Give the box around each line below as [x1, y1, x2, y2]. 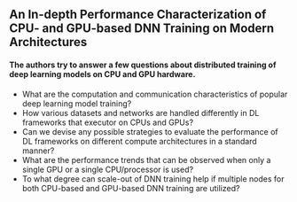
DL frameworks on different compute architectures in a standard [21, 136, 257, 146]
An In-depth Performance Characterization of [9, 7, 267, 22]
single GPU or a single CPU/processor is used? [21, 164, 193, 175]
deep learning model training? [21, 97, 132, 109]
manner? [21, 145, 55, 156]
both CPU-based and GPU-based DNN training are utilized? [21, 183, 240, 193]
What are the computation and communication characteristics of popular [21, 89, 288, 99]
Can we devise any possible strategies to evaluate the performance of [21, 126, 279, 136]
